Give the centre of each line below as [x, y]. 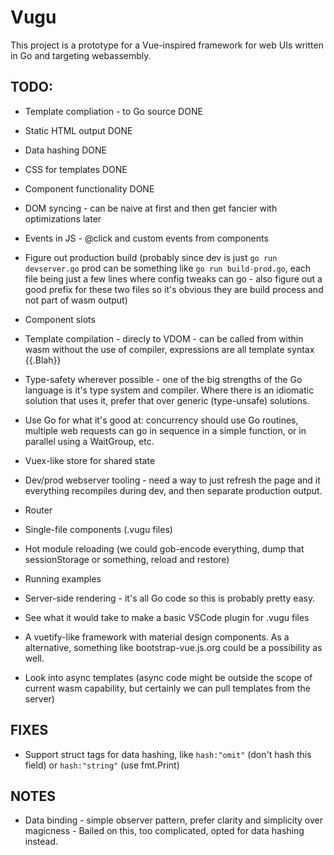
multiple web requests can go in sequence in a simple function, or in [165, 430]
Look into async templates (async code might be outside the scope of [168, 677]
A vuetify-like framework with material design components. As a [157, 637]
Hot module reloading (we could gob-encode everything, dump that [164, 548]
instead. [41, 842]
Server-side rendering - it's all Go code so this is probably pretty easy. [170, 598]
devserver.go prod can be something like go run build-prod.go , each [168, 268]
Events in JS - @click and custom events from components [146, 238]
